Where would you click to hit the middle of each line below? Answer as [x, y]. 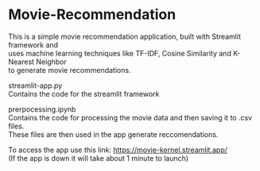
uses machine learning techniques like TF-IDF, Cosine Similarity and [120, 53]
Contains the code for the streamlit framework [84, 93]
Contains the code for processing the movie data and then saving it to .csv [130, 117]
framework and [33, 44]
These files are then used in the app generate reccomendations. [113, 134]
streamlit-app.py [35, 85]
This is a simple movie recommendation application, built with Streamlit [124, 36]
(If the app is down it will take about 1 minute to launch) [99, 158]
